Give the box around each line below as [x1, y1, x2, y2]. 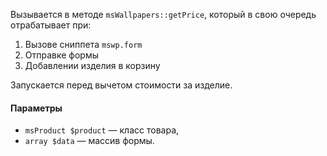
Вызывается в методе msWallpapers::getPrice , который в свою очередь [10, 9, 317, 20]
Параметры [10, 102, 63, 114]
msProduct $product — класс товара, [24, 124, 180, 136]
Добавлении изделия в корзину [24, 60, 161, 71]
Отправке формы [24, 49, 99, 61]
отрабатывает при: [10, 19, 92, 31]
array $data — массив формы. [24, 135, 155, 147]
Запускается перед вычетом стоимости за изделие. [10, 79, 233, 91]
